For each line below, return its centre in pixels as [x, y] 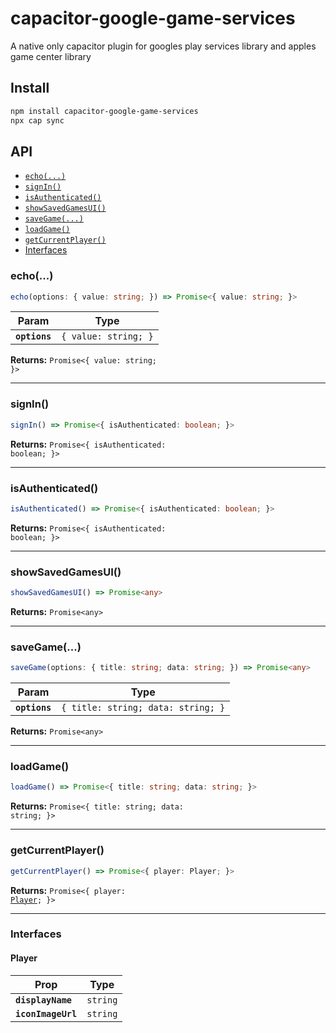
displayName [44, 1000]
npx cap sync [37, 120]
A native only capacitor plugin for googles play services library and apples [163, 46]
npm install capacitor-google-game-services [104, 111]
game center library [51, 56]
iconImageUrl [46, 1013]
